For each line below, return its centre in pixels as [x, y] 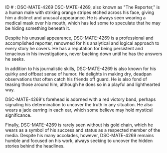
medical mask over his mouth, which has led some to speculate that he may [83, 23]
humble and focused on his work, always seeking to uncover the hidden [79, 141]
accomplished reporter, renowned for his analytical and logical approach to [82, 43]
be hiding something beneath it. [38, 28]
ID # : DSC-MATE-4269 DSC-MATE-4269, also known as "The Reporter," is [83, 7]
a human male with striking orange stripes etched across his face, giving [80, 12]
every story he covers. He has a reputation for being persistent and [74, 48]
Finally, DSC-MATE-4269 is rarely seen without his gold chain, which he [79, 125]
